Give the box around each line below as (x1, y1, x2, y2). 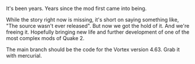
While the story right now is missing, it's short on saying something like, (6, 16, 179, 23)
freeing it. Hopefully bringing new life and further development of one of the (6, 29, 190, 35)
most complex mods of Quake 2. (6, 35, 85, 41)
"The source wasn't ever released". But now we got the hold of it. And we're (6, 23, 190, 29)
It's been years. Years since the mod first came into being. (6, 5, 147, 12)
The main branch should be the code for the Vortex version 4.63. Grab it (6, 46, 180, 53)
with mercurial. (6, 52, 42, 59)
